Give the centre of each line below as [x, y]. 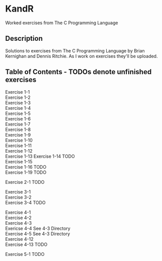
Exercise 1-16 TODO [26, 167]
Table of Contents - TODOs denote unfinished [78, 72]
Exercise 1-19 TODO [26, 172]
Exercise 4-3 [18, 223]
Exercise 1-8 [18, 129]
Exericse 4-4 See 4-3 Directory [38, 228]
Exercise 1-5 [18, 113]
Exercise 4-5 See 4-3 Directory [38, 234]
